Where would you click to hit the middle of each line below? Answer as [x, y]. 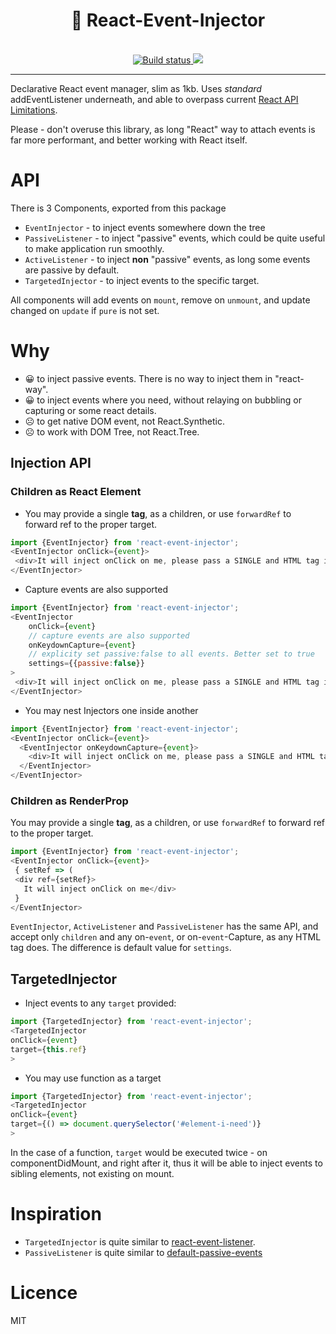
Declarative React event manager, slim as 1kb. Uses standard [136, 88]
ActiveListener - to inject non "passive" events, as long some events [167, 259]
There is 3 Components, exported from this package [118, 208]
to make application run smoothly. [94, 248]
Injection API [51, 463]
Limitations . [34, 110]
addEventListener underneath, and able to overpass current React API [154, 99]
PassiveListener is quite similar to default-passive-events [143, 1252]
